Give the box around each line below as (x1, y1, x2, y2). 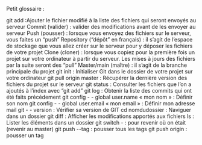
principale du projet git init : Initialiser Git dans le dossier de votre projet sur (6, 68, 193, 75)
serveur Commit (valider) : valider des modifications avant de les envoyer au (6, 23, 196, 30)
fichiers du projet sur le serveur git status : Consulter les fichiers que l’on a (6, 81, 192, 88)
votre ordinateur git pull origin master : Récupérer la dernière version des (6, 75, 188, 81)
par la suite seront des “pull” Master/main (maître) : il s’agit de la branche (6, 61, 188, 69)
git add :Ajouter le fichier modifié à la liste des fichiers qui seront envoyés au (6, 17, 197, 23)
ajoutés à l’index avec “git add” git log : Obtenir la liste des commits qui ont (6, 87, 192, 94)
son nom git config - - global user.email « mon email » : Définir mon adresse (6, 100, 195, 107)
